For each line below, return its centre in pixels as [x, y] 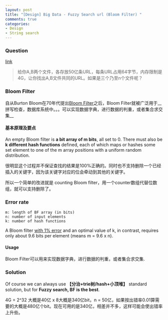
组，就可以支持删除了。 [29, 189]
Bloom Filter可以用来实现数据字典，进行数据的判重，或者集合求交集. [75, 259]
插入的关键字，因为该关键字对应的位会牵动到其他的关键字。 [66, 172]
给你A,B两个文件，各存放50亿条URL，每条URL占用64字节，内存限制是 [90, 72]
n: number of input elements [35, 217]
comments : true [21, 19]
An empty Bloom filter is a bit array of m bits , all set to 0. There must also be [84, 139]
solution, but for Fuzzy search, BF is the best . [52, 289]
